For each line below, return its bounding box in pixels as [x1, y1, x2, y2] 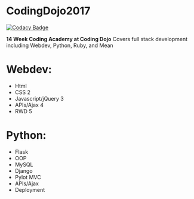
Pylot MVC [14, 173, 42, 181]
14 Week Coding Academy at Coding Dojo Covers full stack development [6, 35, 188, 42]
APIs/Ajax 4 [14, 101, 44, 108]
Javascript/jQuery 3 [14, 95, 64, 102]
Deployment [14, 186, 45, 193]
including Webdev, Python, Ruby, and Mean [6, 42, 113, 49]
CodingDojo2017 [6, 4, 91, 18]
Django [14, 167, 33, 174]
